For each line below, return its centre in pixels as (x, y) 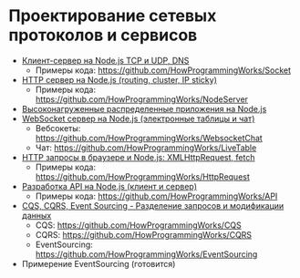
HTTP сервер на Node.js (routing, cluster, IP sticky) (119, 79)
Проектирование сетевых (113, 16)
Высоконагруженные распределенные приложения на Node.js (144, 108)
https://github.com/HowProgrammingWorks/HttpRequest (142, 176)
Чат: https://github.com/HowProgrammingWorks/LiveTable (146, 148)
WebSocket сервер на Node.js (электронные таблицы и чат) (138, 118)
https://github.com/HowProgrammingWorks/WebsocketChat (149, 138)
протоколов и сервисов (103, 35)
